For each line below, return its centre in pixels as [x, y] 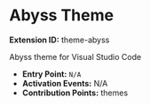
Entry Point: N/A [51, 74]
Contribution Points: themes [75, 93]
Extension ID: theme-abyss [59, 40]
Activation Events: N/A [65, 83]
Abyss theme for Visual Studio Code [75, 56]
